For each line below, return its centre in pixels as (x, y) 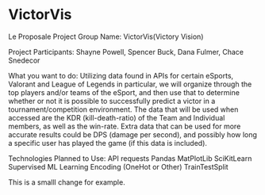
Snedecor (24, 60)
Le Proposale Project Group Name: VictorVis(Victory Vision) (106, 36)
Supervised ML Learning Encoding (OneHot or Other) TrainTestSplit (118, 166)
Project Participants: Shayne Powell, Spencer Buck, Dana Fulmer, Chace (126, 52)
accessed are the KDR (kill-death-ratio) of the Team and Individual (117, 117)
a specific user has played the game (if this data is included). (108, 143)
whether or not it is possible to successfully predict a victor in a (112, 101)
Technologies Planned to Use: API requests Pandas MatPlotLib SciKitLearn (130, 158)
